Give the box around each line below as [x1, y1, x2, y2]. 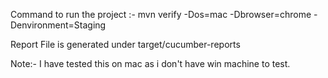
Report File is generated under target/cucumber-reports [10, 39, 241, 50]
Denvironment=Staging [10, 19, 107, 31]
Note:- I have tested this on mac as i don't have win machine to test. [10, 58, 291, 69]
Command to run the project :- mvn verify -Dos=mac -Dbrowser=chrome [10, 9, 312, 20]
